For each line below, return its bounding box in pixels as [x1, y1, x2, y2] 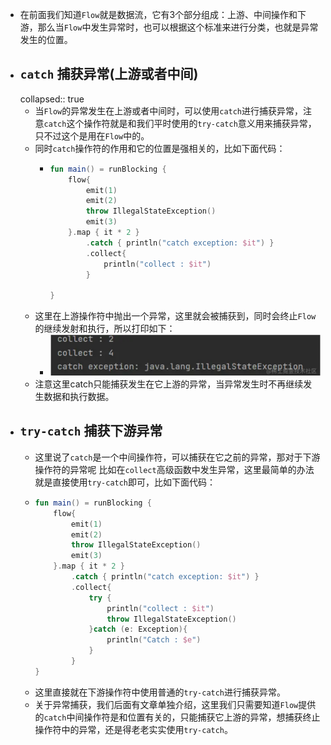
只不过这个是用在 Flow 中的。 [34, 129, 150, 142]
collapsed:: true [19, 93, 85, 105]
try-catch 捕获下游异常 [19, 423, 163, 440]
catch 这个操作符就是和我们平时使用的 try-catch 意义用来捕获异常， [43, 117, 317, 129]
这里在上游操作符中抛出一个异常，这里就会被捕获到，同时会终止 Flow [34, 310, 317, 322]
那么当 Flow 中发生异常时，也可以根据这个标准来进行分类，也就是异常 [37, 21, 319, 33]
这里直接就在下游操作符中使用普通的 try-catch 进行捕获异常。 [34, 686, 287, 698]
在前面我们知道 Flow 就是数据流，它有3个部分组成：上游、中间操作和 [19, 9, 298, 20]
